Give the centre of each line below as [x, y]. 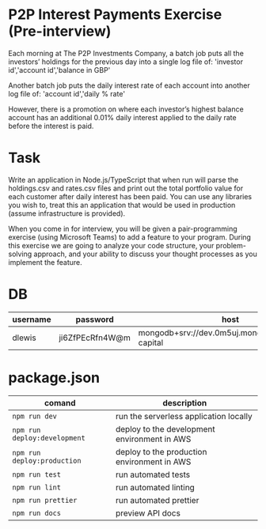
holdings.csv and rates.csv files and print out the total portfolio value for [126, 188]
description [185, 402]
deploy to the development [165, 429]
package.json [54, 378]
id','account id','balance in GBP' [59, 70]
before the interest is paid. [51, 126]
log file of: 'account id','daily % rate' [66, 93]
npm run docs [37, 513]
